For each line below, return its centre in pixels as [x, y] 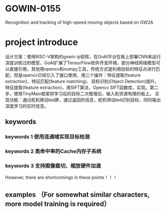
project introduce [42, 42]
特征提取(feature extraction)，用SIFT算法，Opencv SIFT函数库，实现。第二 [82, 87]
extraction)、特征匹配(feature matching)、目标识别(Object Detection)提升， [82, 81]
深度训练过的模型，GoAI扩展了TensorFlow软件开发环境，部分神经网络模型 [81, 63]
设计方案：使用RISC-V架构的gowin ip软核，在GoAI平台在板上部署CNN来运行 [83, 56]
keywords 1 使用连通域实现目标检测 [48, 137]
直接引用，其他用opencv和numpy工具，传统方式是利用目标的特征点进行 [83, 69]
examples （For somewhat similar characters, [77, 194]
